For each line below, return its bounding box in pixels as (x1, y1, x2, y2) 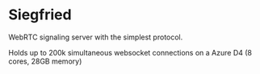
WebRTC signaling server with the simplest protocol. (8, 32, 183, 42)
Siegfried (8, 6, 72, 24)
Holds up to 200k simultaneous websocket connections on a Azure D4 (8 (8, 47, 253, 57)
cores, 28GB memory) (8, 56, 82, 66)
